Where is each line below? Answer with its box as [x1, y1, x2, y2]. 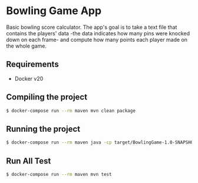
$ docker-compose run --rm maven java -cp [6, 139, 112, 145]
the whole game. [6, 42, 47, 49]
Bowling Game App [6, 4, 102, 18]
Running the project [6, 124, 81, 134]
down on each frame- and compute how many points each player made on [6, 36, 187, 43]
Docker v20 [14, 75, 44, 82]
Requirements [6, 59, 59, 69]
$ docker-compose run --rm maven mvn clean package [6, 108, 136, 114]
